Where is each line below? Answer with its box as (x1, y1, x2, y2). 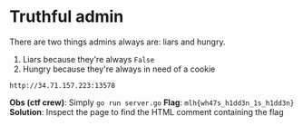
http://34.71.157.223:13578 (9, 81, 116, 90)
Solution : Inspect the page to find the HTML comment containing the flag (9, 106, 284, 117)
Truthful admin (9, 6, 124, 27)
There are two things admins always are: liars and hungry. (9, 36, 226, 47)
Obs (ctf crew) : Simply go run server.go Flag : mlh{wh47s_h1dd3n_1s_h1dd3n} (9, 97, 295, 108)
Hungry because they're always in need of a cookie (22, 63, 216, 74)
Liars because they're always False (22, 53, 155, 64)
